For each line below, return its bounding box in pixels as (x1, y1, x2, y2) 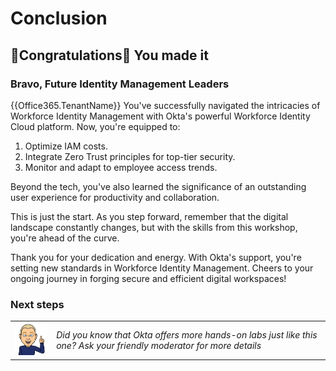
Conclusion (10, 7, 108, 30)
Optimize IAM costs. (24, 140, 108, 152)
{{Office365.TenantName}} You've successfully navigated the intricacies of (10, 99, 321, 111)
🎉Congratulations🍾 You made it (10, 47, 209, 64)
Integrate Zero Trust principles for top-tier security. (24, 150, 236, 162)
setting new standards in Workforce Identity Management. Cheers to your (10, 262, 314, 274)
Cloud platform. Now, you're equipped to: (10, 120, 181, 132)
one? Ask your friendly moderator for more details (56, 339, 262, 351)
